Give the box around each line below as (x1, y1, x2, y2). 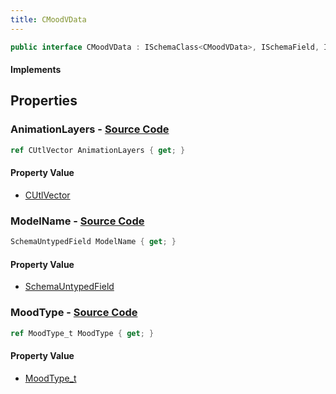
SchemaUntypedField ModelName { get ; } (10, 237, 177, 247)
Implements (10, 64, 62, 76)
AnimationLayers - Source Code (10, 122, 170, 136)
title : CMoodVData (10, 14, 87, 25)
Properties (10, 92, 78, 110)
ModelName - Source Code (10, 214, 145, 228)
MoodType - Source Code (10, 306, 138, 320)
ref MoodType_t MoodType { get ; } (10, 328, 155, 338)
